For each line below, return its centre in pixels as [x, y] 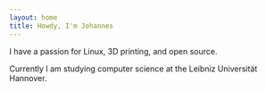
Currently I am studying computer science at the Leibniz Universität [133, 69]
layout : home [33, 17]
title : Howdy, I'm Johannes [62, 26]
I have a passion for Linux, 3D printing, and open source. [113, 51]
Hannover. [28, 78]
